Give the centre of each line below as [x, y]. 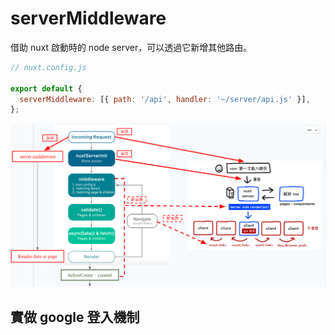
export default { [46, 88]
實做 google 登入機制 [75, 317]
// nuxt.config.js [48, 67]
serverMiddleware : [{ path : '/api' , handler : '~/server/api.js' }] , [165, 99]
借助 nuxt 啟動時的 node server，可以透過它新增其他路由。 [131, 47]
